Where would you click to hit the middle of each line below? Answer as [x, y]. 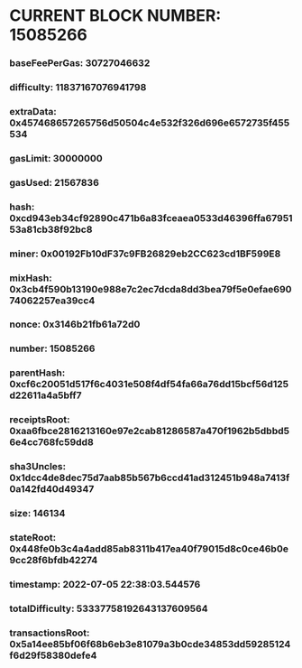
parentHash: [37, 373]
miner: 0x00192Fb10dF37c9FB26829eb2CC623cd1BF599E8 [145, 254]
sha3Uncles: [37, 467]
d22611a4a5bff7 [46, 395]
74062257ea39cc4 [52, 301]
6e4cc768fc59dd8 [52, 442]
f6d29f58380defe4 [53, 655]
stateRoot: [33, 538]
